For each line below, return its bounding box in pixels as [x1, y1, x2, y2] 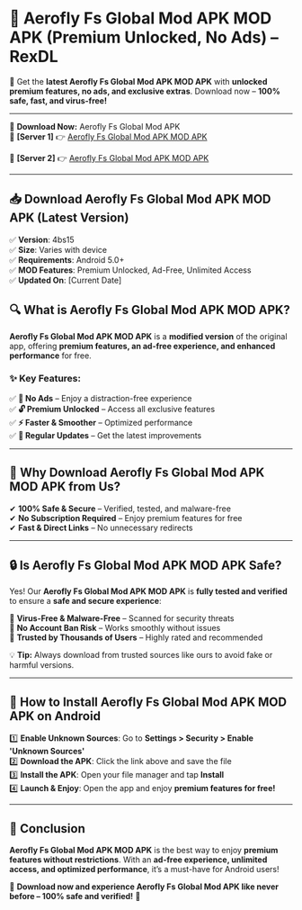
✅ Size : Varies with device [9, 244, 108, 255]
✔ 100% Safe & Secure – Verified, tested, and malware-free [9, 503, 232, 514]
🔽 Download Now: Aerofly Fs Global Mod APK [9, 121, 181, 131]
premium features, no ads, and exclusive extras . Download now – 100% [9, 86, 280, 96]
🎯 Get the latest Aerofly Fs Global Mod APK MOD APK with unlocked [9, 76, 268, 86]
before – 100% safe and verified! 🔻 [9, 891, 141, 902]
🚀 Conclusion [9, 821, 85, 836]
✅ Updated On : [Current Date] [9, 275, 122, 285]
